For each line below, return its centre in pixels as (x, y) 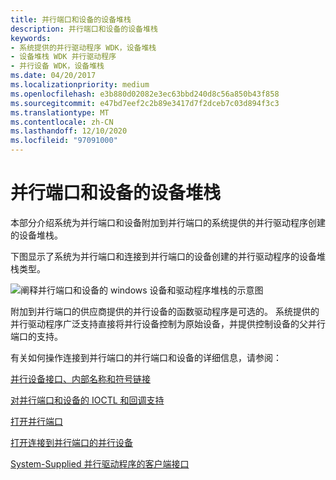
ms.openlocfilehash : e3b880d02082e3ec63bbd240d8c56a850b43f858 (145, 94)
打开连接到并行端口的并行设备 (71, 442)
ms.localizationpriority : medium (80, 85)
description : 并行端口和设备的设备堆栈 (84, 29)
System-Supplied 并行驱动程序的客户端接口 (100, 463)
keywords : (31, 38)
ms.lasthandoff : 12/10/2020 (69, 131)
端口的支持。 (36, 336)
